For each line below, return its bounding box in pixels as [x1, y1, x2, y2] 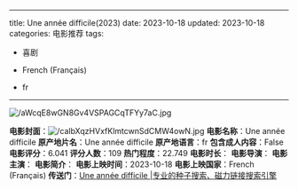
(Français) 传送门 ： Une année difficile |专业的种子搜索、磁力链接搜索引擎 [9, 170, 278, 180]
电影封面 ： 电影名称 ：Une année [9, 126, 286, 136]
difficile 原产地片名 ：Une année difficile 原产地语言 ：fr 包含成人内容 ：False [9, 137, 284, 147]
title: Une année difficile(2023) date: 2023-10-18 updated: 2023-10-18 [9, 18, 265, 28]
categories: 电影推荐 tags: [9, 28, 105, 38]
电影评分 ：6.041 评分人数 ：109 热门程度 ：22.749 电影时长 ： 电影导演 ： [9, 148, 271, 158]
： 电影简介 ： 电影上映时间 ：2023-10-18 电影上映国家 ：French [25, 159, 255, 169]
